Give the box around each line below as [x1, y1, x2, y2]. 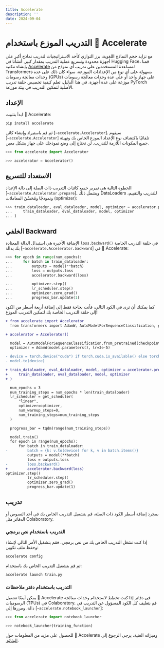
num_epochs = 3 [10, 385, 41, 390]
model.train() [10, 434, 38, 439]
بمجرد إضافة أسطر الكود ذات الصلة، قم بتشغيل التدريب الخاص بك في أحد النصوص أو [5, 511, 159, 517]
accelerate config [5, 554, 43, 559]
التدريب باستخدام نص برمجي [5, 528, 66, 535]
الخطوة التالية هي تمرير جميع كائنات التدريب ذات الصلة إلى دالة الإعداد [5, 185, 132, 191]
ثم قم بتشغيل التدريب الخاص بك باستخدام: [5, 563, 82, 569]
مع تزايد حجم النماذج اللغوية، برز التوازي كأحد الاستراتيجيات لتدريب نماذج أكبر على [5, 53, 153, 59]
